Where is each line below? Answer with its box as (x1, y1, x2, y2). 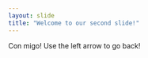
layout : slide (8, 11, 55, 20)
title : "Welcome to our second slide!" (8, 19, 140, 27)
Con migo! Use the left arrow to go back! (8, 41, 141, 50)
